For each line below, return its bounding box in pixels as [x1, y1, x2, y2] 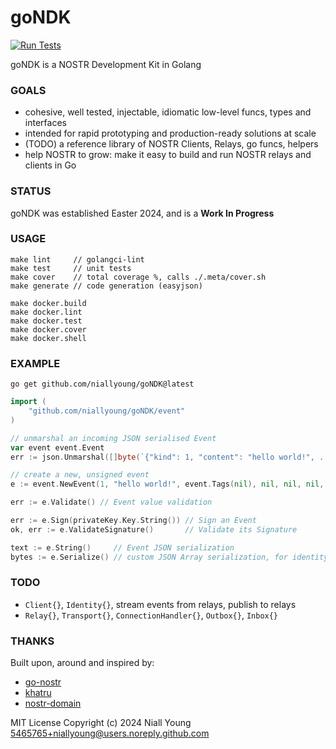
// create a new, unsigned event [10, 470, 150, 480]
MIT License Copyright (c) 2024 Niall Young [10, 717, 192, 729]
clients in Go [24, 159, 77, 171]
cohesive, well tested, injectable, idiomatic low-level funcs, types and [24, 106, 312, 118]
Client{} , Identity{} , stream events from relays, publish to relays [24, 598, 297, 610]
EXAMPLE [10, 356, 61, 370]
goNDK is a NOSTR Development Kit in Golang [10, 58, 202, 70]
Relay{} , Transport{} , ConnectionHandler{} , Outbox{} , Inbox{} [24, 609, 279, 621]
